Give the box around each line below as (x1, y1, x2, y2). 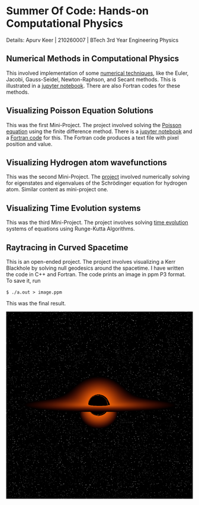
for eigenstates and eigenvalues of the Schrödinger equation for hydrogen (6, 179, 188, 187)
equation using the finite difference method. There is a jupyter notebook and (6, 128, 192, 135)
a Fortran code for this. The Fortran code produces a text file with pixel (6, 134, 179, 141)
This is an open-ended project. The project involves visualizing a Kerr (6, 258, 176, 265)
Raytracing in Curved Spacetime (6, 242, 129, 252)
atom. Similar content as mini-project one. (6, 186, 108, 193)
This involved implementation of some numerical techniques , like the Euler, (6, 70, 189, 77)
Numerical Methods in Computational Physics (6, 53, 179, 64)
